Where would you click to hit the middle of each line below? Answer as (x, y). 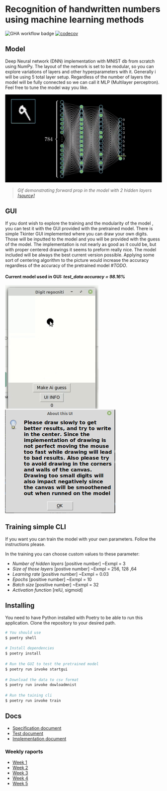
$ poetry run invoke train (33, 701)
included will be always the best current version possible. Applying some (80, 255)
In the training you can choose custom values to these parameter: (73, 554)
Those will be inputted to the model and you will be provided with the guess (83, 239)
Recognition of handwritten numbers (83, 9)
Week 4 (20, 778)
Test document (28, 733)
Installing (20, 605)
